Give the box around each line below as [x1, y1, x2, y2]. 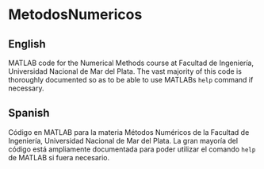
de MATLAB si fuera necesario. [8, 152, 109, 162]
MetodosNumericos [8, 6, 143, 24]
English [8, 37, 46, 51]
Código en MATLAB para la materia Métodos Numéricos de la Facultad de [8, 127, 250, 136]
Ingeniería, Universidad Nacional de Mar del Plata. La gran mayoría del [8, 136, 239, 145]
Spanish [8, 106, 50, 120]
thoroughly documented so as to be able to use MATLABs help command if [8, 75, 254, 84]
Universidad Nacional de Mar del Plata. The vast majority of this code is [8, 67, 242, 76]
